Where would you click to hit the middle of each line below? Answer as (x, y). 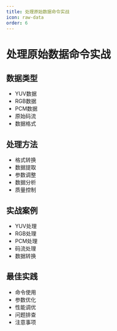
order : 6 (17, 23)
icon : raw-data (25, 17)
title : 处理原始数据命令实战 (38, 12)
